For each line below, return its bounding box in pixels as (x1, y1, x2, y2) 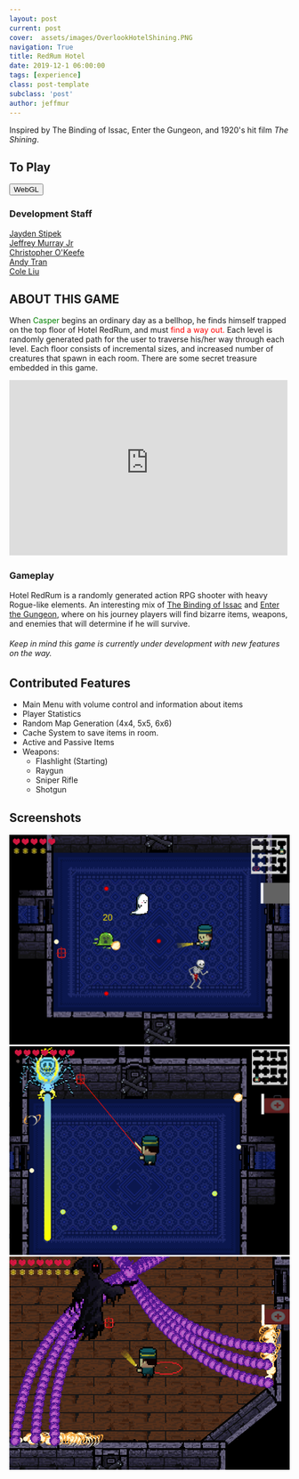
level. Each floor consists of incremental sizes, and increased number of (9, 344, 274, 354)
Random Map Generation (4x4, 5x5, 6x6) (21, 718, 173, 729)
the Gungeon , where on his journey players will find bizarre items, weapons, (9, 608, 288, 619)
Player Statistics (21, 709, 82, 719)
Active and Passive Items (21, 737, 115, 748)
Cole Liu (9, 265, 40, 276)
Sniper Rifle (35, 775, 78, 785)
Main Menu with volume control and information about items (21, 699, 243, 710)
